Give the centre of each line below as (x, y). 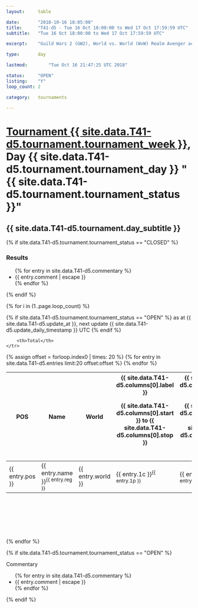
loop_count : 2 (24, 87)
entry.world (95, 477)
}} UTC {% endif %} (98, 330)
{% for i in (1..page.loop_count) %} (48, 306)
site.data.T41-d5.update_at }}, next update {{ (60, 323)
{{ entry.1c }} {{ (136, 473)
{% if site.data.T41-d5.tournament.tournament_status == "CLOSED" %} (92, 243)
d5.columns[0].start (145, 413)
